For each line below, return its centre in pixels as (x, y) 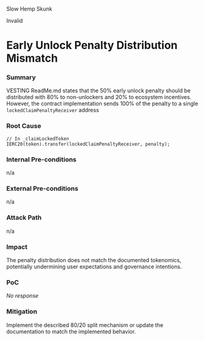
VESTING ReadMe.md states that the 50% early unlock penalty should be (98, 90)
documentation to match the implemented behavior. (71, 331)
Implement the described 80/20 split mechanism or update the (85, 325)
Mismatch (32, 58)
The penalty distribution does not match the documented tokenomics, (94, 260)
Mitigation (22, 312)
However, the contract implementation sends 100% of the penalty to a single (102, 104)
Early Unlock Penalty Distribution (92, 46)
